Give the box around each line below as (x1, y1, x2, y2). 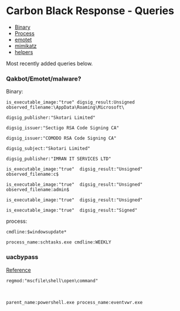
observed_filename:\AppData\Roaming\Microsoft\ (6, 105, 125, 111)
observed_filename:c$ (6, 172, 59, 178)
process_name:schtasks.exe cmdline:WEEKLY (6, 239, 111, 245)
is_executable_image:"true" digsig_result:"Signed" (6, 208, 138, 213)
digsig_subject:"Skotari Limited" (6, 146, 91, 152)
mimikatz (14, 42, 37, 49)
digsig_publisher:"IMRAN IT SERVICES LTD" (6, 156, 111, 162)
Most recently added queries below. (6, 60, 93, 67)
